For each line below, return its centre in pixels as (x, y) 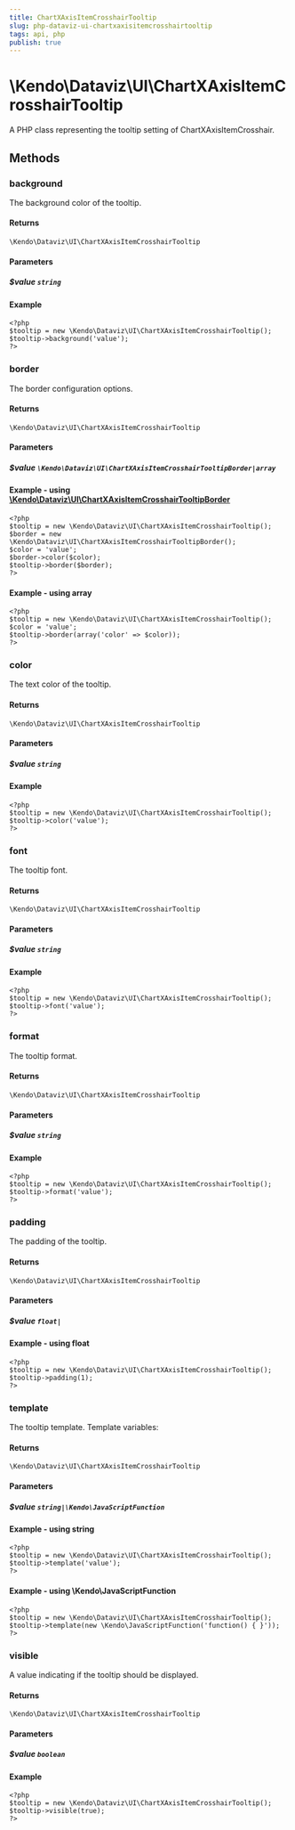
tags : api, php (37, 34)
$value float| (36, 1321)
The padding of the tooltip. (58, 1241)
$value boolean (37, 1754)
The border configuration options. (71, 388)
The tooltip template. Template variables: (84, 1427)
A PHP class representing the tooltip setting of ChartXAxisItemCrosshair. (142, 130)
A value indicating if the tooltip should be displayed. (104, 1674)
